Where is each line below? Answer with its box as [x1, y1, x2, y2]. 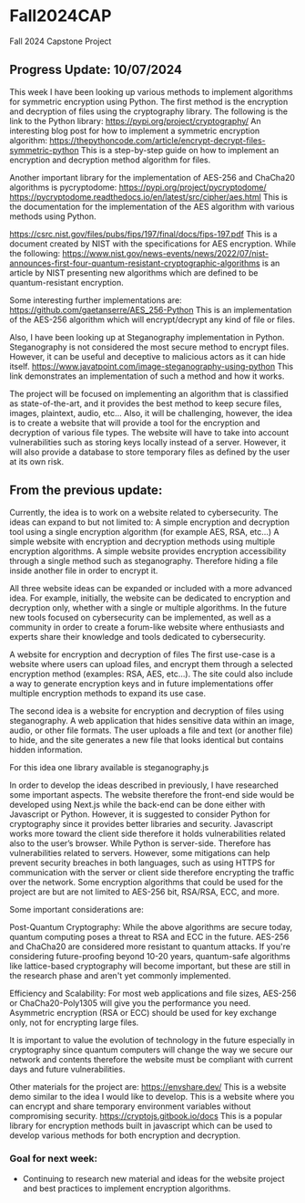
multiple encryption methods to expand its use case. [9, 687, 207, 698]
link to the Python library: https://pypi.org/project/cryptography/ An [9, 115, 261, 126]
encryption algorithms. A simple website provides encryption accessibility [9, 545, 287, 557]
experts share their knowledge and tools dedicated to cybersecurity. [9, 631, 266, 642]
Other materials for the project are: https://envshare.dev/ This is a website [9, 1081, 287, 1092]
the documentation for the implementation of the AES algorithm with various [9, 201, 295, 212]
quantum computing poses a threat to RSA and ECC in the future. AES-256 [9, 931, 290, 942]
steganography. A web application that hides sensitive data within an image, [9, 715, 295, 726]
